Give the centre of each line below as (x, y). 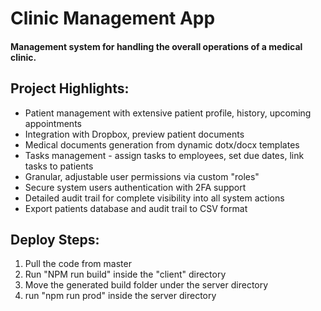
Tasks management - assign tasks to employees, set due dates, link (164, 155)
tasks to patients (59, 166)
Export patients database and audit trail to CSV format (136, 208)
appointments (53, 123)
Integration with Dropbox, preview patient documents (134, 134)
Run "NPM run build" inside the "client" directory (125, 274)
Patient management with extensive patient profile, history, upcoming (168, 113)
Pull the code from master (78, 264)
